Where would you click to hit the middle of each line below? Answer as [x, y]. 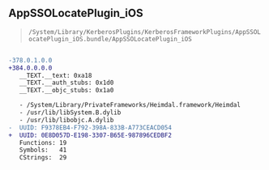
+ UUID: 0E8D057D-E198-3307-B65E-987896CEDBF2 [90, 135]
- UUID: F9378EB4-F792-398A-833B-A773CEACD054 [90, 127]
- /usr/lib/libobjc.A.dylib [66, 120]
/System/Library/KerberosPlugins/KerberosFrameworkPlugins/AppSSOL [144, 32]
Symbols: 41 [43, 150]
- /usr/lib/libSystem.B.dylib [70, 113]
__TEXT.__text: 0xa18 [56, 75]
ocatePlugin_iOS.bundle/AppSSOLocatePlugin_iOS [110, 39]
